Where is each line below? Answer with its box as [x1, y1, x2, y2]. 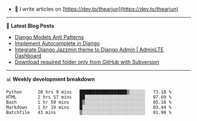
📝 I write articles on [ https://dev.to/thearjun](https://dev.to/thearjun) [14, 6, 179, 12]
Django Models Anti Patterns [14, 34, 84, 40]
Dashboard [14, 53, 42, 59]
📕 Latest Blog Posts [6, 22, 55, 29]
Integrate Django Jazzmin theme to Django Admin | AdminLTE [14, 46, 164, 53]
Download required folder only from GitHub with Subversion [14, 58, 159, 65]
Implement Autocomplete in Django [14, 40, 100, 47]
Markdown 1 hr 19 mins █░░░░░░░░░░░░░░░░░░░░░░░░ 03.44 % [6, 105, 172, 110]
